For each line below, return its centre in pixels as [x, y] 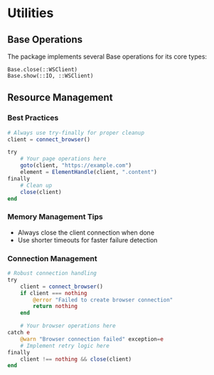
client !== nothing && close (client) [76, 359]
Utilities [31, 13]
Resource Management [60, 98]
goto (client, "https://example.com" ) [76, 165]
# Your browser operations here [68, 326]
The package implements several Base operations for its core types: [107, 56]
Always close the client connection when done [86, 232]
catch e [19, 333]
